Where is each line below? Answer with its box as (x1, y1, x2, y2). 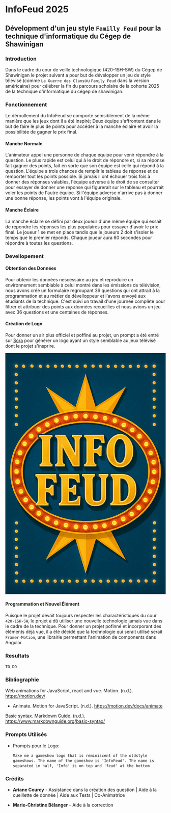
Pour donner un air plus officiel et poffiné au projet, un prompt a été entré (5, 332, 159, 338)
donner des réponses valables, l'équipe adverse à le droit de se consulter (5, 179, 159, 185)
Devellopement (5, 252, 44, 259)
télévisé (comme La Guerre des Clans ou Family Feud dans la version (5, 77, 149, 84)
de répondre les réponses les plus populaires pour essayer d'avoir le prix (5, 223, 158, 230)
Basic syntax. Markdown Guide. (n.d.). (5, 713, 85, 719)
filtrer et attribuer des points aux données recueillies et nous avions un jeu (5, 303, 161, 309)
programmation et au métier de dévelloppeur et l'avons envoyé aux (5, 293, 146, 299)
